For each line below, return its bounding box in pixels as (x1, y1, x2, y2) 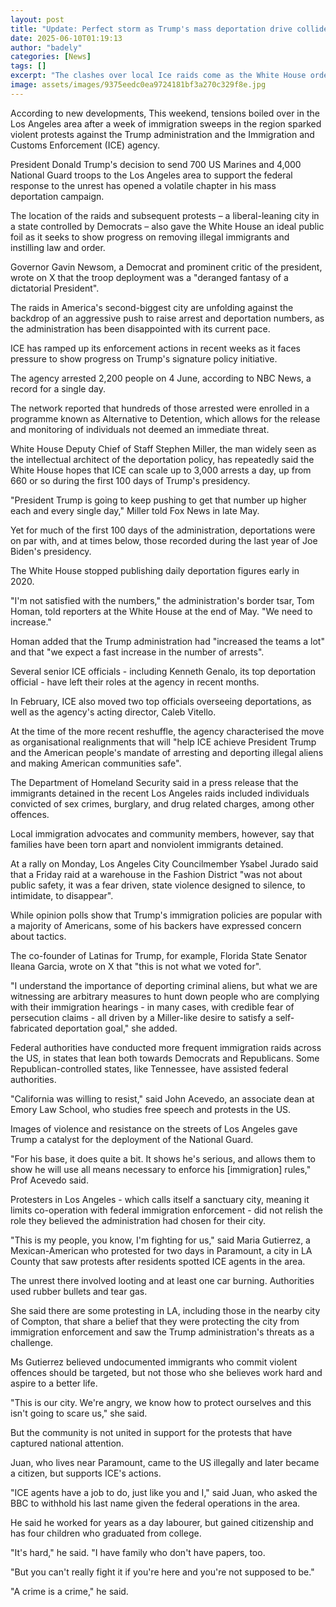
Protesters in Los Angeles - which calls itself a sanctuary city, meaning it (10, 1193, 310, 1205)
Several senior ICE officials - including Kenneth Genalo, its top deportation (10, 665, 317, 677)
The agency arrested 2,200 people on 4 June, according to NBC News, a (10, 372, 312, 384)
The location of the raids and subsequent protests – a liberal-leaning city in (10, 209, 320, 221)
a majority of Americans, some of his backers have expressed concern (10, 919, 302, 931)
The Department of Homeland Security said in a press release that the (10, 776, 299, 788)
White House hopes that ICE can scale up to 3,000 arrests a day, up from (10, 464, 312, 476)
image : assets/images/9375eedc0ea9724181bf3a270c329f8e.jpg (10, 80, 267, 90)
